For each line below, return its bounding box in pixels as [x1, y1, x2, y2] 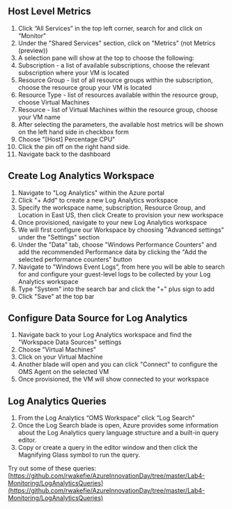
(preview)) [17, 46, 48, 54]
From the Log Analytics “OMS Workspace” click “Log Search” [17, 414, 195, 422]
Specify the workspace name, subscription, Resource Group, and [17, 203, 206, 212]
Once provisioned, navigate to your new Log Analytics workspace [17, 218, 208, 226]
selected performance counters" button [17, 255, 132, 263]
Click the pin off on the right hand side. [17, 142, 130, 150]
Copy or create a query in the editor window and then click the [17, 444, 198, 452]
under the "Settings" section [17, 233, 100, 241]
